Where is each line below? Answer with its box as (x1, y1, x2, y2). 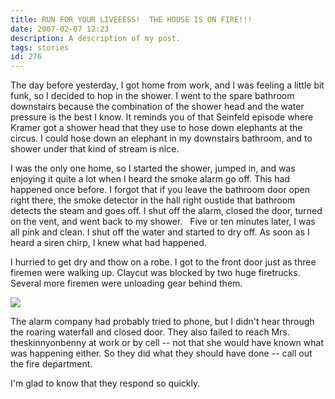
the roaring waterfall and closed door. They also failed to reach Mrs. (10, 326, 290, 338)
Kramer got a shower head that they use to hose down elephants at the (10, 122, 303, 134)
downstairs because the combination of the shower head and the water (10, 101, 305, 113)
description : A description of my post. (10, 33, 182, 43)
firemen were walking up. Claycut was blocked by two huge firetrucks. (10, 267, 301, 279)
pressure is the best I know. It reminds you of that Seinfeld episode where (10, 111, 314, 123)
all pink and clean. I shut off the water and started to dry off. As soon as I (10, 226, 310, 238)
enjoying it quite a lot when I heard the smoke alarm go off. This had (10, 173, 290, 185)
